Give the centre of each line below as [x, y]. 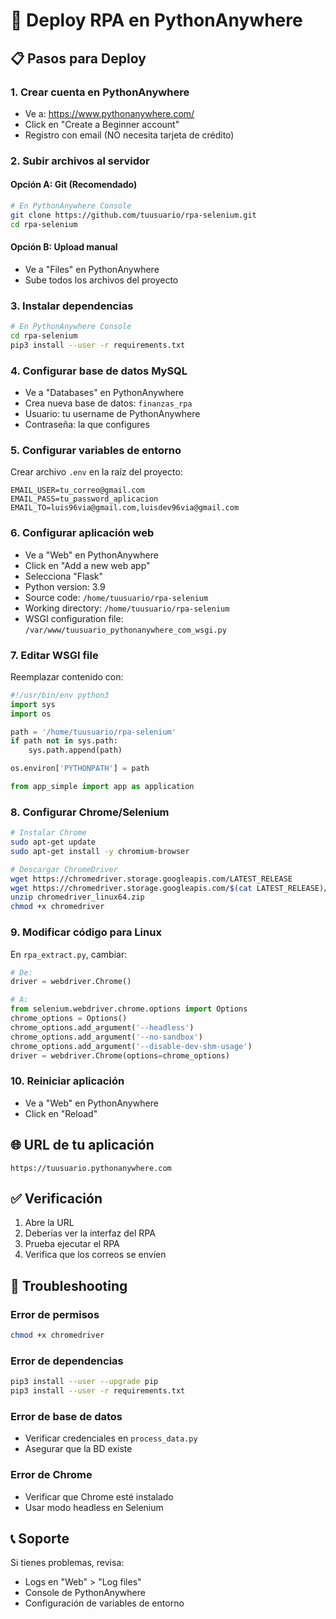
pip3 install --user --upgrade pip [84, 1382]
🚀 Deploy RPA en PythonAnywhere [156, 20]
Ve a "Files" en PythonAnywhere [92, 269]
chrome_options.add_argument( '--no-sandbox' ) [106, 1037]
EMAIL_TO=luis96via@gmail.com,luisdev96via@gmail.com [125, 508]
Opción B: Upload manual [64, 247]
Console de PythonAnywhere [85, 1593]
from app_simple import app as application [102, 787]
